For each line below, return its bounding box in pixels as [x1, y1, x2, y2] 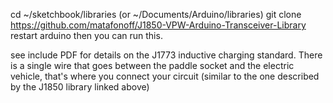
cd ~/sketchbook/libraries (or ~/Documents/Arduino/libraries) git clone [10, 9, 302, 20]
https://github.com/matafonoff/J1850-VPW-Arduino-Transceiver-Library [10, 19, 307, 31]
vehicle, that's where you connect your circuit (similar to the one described [10, 70, 320, 82]
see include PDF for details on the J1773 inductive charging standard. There [10, 49, 323, 61]
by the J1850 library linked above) [10, 81, 150, 93]
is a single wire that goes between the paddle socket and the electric [10, 60, 295, 71]
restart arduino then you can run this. [10, 30, 163, 41]
